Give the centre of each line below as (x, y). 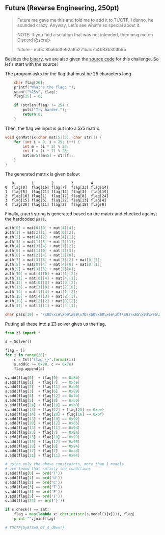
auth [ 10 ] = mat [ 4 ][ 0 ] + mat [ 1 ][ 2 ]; (41, 274)
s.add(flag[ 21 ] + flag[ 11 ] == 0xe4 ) (42, 455)
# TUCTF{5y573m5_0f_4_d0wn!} (35, 528)
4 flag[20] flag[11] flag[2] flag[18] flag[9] (56, 204)
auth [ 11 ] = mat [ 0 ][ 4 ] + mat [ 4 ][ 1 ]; (41, 278)
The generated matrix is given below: (43, 174)
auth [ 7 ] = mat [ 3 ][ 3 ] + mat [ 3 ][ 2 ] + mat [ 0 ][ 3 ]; (54, 260)
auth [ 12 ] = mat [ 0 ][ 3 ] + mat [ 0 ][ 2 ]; (41, 283)
